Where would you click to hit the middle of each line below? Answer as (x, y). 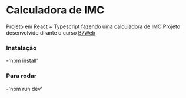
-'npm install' (22, 61)
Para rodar (21, 76)
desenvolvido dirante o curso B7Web (51, 32)
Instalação (21, 48)
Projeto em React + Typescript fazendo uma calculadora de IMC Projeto (93, 26)
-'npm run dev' (24, 89)
